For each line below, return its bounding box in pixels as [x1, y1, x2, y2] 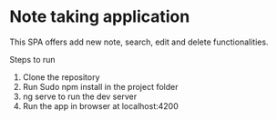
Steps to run [9, 54, 56, 65]
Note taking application [9, 6, 190, 27]
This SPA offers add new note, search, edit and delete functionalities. [9, 36, 269, 47]
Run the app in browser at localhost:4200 [22, 100, 180, 111]
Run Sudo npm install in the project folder [22, 81, 179, 92]
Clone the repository [22, 71, 100, 83]
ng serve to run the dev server [22, 91, 138, 102]
